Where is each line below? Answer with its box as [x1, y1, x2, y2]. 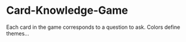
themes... [6, 29, 29, 37]
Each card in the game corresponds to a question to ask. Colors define [6, 23, 181, 31]
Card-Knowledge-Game [6, 4, 129, 17]
